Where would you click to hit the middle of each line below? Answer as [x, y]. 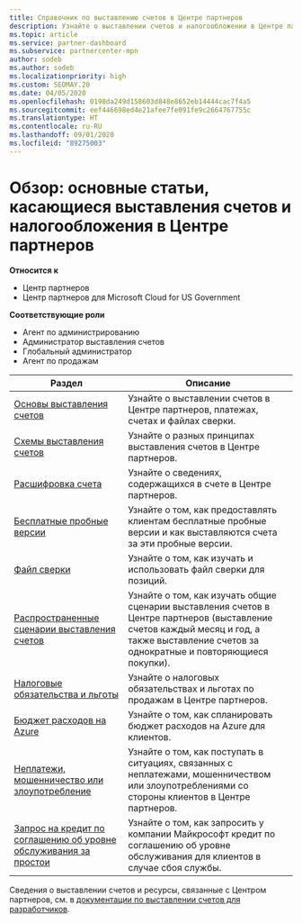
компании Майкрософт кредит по [202, 834]
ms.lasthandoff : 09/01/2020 [62, 135]
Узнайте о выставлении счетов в [199, 398]
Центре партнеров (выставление [200, 618]
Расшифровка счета [58, 484]
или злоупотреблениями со [188, 785]
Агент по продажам [60, 360]
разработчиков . [40, 909]
